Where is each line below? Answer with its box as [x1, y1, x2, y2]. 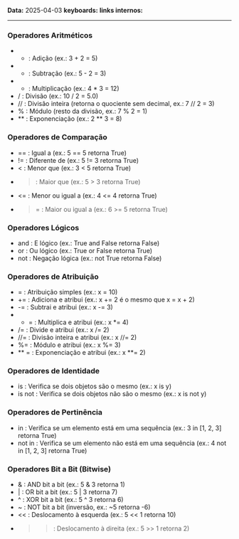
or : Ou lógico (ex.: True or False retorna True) [17, 246, 153, 255]
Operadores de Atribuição [7, 272, 100, 282]
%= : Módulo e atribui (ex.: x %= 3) [17, 341, 121, 349]
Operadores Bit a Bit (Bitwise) [7, 464, 112, 474]
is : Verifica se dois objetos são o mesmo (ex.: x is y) [17, 382, 172, 390]
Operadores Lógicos [7, 223, 80, 233]
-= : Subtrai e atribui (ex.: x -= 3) [17, 303, 114, 311]
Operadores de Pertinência [7, 407, 103, 417]
